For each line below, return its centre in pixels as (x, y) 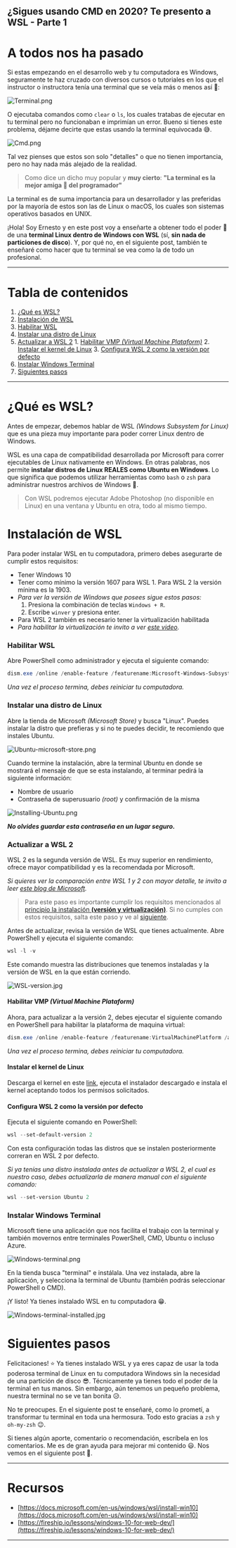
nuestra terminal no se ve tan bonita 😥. (64, 1396)
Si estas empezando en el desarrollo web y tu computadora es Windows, (113, 72)
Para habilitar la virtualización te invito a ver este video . (98, 627)
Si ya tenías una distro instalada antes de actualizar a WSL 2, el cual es (112, 1169)
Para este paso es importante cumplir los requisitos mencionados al (123, 902)
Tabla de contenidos (68, 292)
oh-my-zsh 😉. (27, 1425)
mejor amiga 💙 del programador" (73, 185)
